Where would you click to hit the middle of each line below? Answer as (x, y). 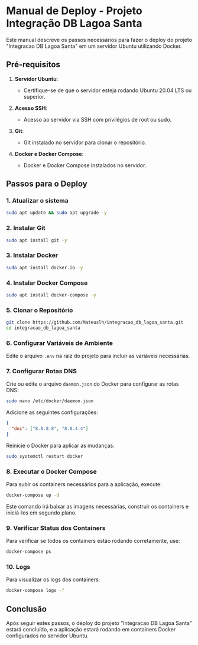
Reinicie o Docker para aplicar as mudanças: (60, 445)
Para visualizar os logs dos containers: (53, 579)
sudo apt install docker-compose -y (51, 295)
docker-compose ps (29, 552)
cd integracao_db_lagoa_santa (43, 328)
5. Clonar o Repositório (40, 310)
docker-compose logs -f (35, 591)
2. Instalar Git (26, 228)
